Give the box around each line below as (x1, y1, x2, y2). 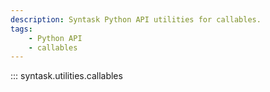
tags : (10, 24, 33, 34)
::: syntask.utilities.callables (10, 70, 123, 82)
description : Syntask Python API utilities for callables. (10, 14, 262, 25)
